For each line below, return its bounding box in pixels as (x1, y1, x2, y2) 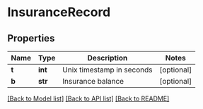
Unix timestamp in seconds (62, 65, 153, 75)
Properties (7, 32, 55, 44)
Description (87, 53, 128, 63)
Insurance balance (62, 77, 124, 86)
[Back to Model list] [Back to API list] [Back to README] (7, 94, 170, 103)
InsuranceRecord (7, 4, 111, 20)
